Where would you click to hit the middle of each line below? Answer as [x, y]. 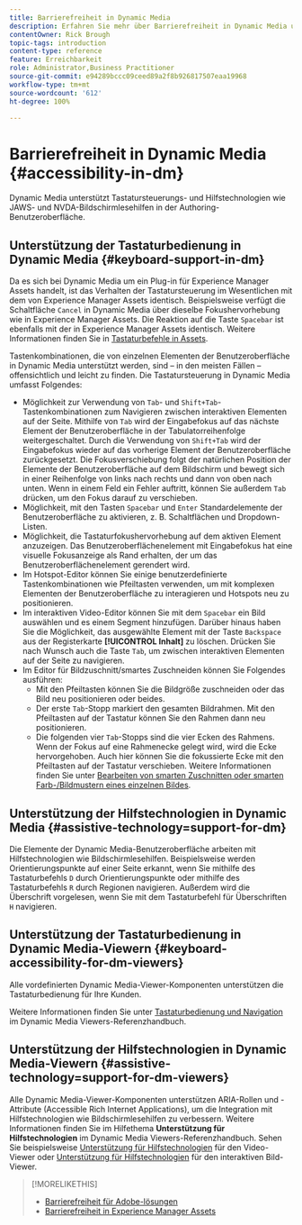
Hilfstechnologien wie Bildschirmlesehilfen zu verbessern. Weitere [132, 1119]
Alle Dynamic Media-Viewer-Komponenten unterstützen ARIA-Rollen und [144, 1099]
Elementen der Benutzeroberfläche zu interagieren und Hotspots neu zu [155, 594]
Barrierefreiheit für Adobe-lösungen [111, 1201]
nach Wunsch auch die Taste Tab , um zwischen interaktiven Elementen [153, 651]
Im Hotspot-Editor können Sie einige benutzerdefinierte [124, 575]
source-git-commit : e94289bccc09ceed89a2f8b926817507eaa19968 [128, 77]
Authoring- [200, 207]
